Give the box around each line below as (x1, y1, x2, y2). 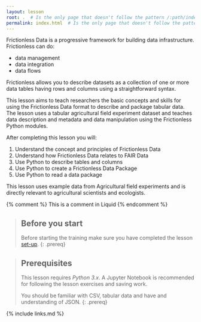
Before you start (20, 218, 83, 228)
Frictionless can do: (6, 43, 55, 50)
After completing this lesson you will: (6, 134, 98, 141)
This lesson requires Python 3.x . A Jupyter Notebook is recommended (20, 274, 194, 281)
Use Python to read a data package (14, 171, 103, 178)
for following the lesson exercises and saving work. (20, 281, 148, 287)
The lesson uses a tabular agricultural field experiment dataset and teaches (6, 109, 193, 117)
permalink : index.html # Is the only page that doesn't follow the (6, 20, 181, 26)
